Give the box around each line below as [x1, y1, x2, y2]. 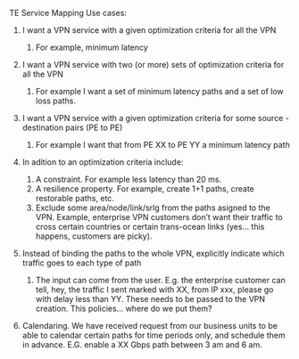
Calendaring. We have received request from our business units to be [21, 321, 278, 330]
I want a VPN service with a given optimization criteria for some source [21, 113, 284, 123]
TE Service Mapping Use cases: [9, 8, 128, 18]
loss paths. [35, 95, 76, 106]
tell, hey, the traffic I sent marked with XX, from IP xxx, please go [35, 284, 274, 295]
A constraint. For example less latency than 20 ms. [35, 174, 222, 184]
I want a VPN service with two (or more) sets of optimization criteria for [21, 60, 285, 69]
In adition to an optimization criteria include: [21, 157, 184, 167]
